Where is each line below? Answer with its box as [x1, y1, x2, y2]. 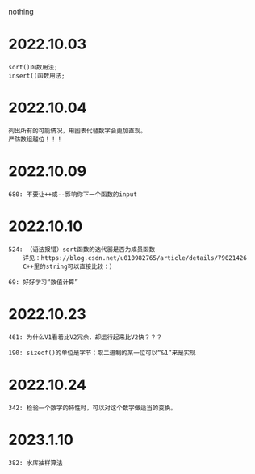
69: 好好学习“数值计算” [8, 278, 79, 286]
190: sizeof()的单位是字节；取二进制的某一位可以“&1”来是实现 [8, 349, 196, 357]
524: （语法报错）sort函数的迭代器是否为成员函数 [8, 245, 156, 254]
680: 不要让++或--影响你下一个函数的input [8, 190, 137, 199]
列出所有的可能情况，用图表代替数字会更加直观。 [8, 127, 147, 135]
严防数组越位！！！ [8, 135, 63, 144]
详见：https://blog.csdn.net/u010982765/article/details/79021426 [23, 254, 248, 262]
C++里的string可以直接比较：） [23, 262, 115, 271]
